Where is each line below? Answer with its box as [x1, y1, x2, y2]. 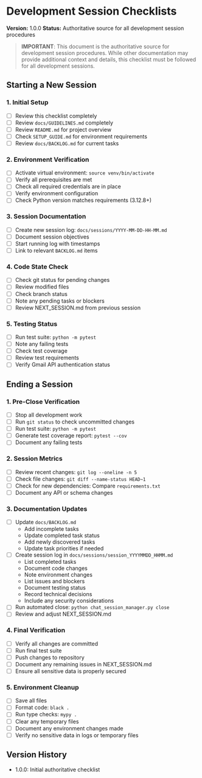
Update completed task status [24, 532, 100, 539]
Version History [6, 749, 67, 760]
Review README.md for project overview [15, 126, 111, 133]
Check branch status [15, 290, 68, 297]
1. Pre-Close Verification [6, 397, 80, 406]
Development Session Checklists [6, 4, 177, 18]
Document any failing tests [15, 439, 83, 446]
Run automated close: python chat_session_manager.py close [15, 603, 170, 611]
